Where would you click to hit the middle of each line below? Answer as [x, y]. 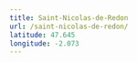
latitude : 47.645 [42, 35]
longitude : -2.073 [44, 43]
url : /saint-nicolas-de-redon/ [69, 26]
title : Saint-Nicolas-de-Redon [69, 18]
